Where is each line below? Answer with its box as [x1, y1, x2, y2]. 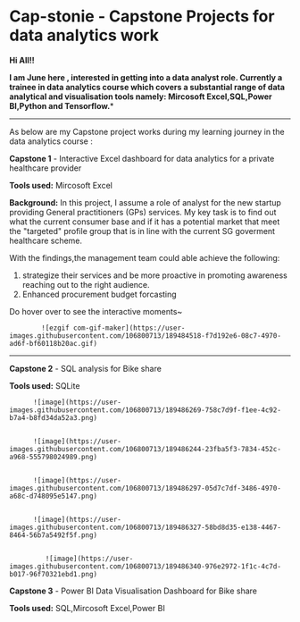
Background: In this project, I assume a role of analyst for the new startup [9, 197, 281, 207]
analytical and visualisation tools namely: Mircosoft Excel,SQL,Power [9, 91, 272, 102]
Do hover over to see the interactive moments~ [9, 306, 183, 316]
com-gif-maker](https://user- [72, 324, 186, 332]
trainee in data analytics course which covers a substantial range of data [9, 81, 286, 92]
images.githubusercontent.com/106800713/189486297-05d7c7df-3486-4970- [9, 483, 281, 492]
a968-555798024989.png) [9, 452, 98, 461]
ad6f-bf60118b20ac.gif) [9, 339, 98, 348]
